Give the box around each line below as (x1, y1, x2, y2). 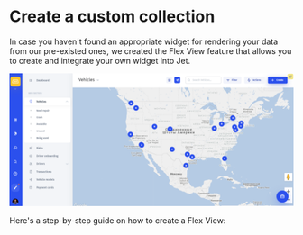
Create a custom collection (9, 6, 216, 27)
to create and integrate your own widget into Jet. (9, 55, 191, 66)
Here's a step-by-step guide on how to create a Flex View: (9, 215, 226, 226)
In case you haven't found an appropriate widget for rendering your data (9, 36, 279, 47)
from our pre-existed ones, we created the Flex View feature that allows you (9, 45, 292, 56)
